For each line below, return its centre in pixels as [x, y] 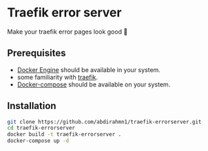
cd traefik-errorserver [41, 128]
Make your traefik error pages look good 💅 [67, 32]
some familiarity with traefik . [58, 77]
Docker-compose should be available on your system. [94, 84]
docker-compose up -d [38, 141]
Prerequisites [37, 53]
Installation [32, 106]
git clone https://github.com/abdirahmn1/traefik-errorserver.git [104, 121]
